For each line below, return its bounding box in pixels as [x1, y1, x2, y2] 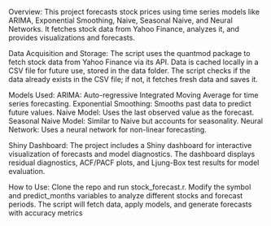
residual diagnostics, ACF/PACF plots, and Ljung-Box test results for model [8, 158, 260, 167]
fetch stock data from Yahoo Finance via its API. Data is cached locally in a [8, 57, 259, 67]
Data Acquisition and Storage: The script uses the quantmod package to [8, 49, 251, 58]
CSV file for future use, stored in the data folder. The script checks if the [8, 66, 251, 76]
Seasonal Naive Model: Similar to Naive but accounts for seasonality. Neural [8, 116, 263, 125]
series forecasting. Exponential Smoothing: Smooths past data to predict [8, 99, 252, 108]
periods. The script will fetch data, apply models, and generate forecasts [8, 199, 252, 209]
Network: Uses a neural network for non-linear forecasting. [8, 125, 208, 134]
